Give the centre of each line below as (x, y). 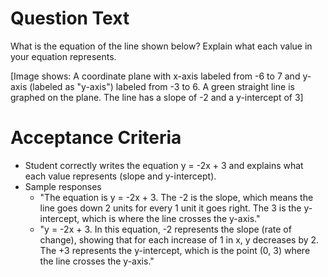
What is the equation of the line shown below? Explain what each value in (161, 46)
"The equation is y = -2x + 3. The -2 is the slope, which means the (176, 197)
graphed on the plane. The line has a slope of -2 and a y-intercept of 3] (157, 97)
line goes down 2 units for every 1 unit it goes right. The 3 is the (170, 208)
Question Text (70, 18)
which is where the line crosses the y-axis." (171, 218)
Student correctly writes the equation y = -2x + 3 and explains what (164, 165)
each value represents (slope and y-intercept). (120, 176)
